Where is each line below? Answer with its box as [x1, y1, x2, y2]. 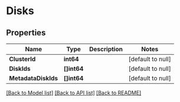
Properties [6, 28, 46, 38]
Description [89, 45, 123, 53]
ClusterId [9, 55, 36, 63]
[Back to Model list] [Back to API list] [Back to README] [6, 90, 142, 96]
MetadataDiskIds [9, 74, 58, 82]
